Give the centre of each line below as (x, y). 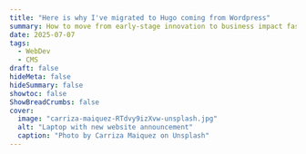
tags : (20, 43)
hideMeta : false (40, 77)
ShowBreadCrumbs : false (55, 102)
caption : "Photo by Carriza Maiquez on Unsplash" (113, 136)
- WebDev (34, 52)
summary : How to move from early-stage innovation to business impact (146, 26)
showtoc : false (38, 93)
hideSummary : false (46, 85)
